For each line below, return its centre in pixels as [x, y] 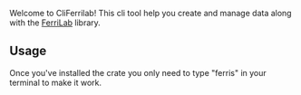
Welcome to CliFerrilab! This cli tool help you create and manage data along [150, 13]
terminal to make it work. [56, 82]
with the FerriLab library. [55, 23]
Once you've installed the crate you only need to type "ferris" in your [138, 72]
